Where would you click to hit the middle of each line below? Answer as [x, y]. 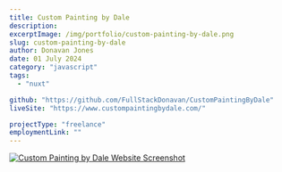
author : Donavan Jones [51, 51]
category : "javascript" [54, 68]
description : [34, 26]
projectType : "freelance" [57, 124]
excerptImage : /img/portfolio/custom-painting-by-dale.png [122, 34]
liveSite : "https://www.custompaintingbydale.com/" [107, 108]
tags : [19, 76]
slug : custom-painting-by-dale [68, 42]
